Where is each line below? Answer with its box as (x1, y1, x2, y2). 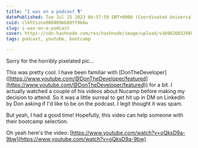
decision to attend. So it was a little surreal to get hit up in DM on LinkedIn (6, 94, 185, 101)
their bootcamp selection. (6, 118, 68, 124)
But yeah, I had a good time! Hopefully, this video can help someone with (6, 111, 184, 119)
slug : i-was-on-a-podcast (6, 25, 70, 31)
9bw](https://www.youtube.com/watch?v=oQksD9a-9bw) (6, 136, 146, 142)
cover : (6, 31, 22, 37)
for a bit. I (149, 81, 173, 88)
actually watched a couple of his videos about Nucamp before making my (6, 88, 185, 94)
